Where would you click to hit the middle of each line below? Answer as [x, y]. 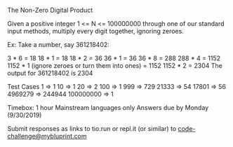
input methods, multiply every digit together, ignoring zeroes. [95, 31]
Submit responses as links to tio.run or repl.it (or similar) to [92, 128]
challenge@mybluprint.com [47, 136]
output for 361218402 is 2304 [50, 73]
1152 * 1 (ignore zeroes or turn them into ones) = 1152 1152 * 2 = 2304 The [115, 65]
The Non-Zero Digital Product [50, 10]
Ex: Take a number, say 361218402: [59, 44]
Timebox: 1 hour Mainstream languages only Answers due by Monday [108, 107]
